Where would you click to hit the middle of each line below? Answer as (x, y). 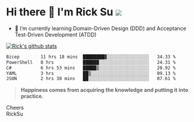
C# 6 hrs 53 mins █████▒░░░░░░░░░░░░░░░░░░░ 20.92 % (91, 68)
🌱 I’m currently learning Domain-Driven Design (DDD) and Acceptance (100, 28)
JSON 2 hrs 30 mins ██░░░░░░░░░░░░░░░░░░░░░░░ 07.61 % (91, 79)
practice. (32, 96)
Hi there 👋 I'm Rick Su (60, 12)
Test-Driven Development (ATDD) (56, 34)
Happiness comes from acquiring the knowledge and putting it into (104, 90)
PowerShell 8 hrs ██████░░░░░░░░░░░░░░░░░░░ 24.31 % (91, 62)
